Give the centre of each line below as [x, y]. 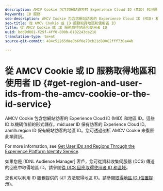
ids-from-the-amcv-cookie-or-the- [78, 94]
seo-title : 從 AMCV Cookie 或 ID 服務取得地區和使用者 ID [60, 23]
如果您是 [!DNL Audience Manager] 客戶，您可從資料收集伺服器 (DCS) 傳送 [80, 161]
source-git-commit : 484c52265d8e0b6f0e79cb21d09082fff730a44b [69, 41]
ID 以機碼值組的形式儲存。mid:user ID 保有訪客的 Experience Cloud [72, 124]
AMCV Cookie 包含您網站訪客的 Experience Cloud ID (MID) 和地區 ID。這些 [80, 118]
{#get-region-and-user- [92, 83]
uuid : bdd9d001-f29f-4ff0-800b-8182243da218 [51, 32]
